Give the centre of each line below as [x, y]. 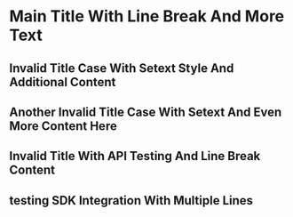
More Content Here [63, 126]
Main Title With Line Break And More [147, 16]
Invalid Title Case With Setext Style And [122, 68]
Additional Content [63, 82]
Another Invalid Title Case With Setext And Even [146, 112]
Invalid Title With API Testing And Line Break [135, 156]
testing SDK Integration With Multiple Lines [131, 201]
